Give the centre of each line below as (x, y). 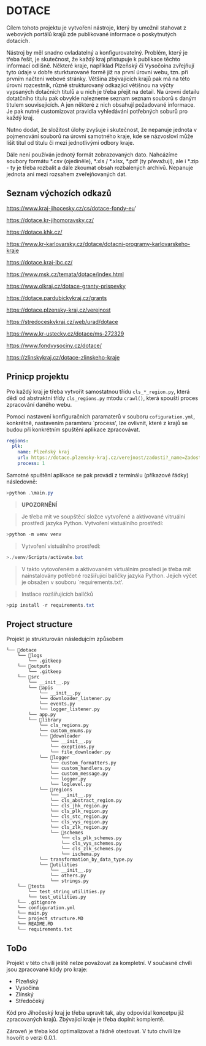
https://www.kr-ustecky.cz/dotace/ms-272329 (65, 333)
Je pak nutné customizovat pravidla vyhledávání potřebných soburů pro (97, 111)
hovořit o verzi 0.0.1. (32, 1038)
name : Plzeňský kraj (44, 452)
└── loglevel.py (71, 785)
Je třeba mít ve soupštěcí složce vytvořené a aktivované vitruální (103, 517)
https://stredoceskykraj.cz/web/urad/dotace (62, 321)
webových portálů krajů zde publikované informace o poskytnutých (91, 34)
